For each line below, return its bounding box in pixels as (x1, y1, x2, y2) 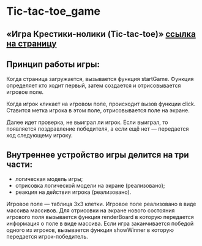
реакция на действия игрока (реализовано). (15, 188, 132, 196)
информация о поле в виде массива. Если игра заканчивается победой (6, 220, 194, 228)
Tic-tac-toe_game (6, 4, 101, 18)
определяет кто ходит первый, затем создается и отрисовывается (6, 82, 181, 90)
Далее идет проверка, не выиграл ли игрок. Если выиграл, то (6, 118, 168, 126)
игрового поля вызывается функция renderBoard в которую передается (6, 213, 194, 221)
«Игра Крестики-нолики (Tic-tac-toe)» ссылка (6, 29, 196, 39)
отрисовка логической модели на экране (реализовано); (15, 182, 165, 190)
